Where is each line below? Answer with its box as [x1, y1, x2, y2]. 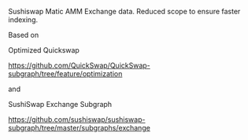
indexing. [8, 15, 39, 24]
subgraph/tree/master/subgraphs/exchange [8, 123, 151, 132]
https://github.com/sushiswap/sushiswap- [8, 115, 146, 124]
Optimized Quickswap [8, 46, 80, 54]
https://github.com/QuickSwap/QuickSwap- [8, 61, 151, 70]
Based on [8, 31, 39, 39]
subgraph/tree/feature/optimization [8, 69, 123, 78]
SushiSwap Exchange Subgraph [8, 100, 113, 109]
